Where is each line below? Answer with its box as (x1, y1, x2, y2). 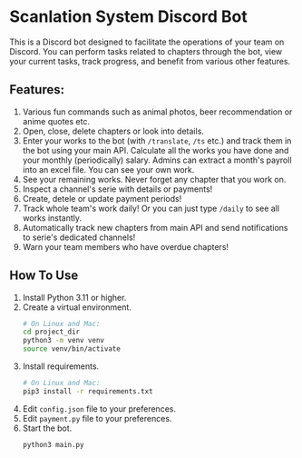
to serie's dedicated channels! (22, 232, 136, 243)
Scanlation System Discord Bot (9, 6, 248, 27)
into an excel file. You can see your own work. (22, 164, 195, 174)
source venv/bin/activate (22, 344, 121, 353)
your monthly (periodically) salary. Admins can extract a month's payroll (22, 154, 292, 165)
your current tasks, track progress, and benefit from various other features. (9, 55, 291, 66)
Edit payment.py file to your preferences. (22, 413, 172, 423)
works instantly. (22, 212, 83, 224)
